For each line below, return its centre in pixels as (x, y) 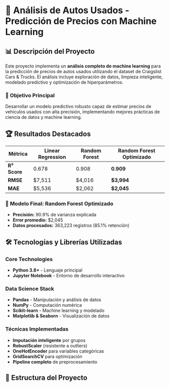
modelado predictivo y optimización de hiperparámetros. (65, 82)
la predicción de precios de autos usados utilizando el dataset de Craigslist (83, 71)
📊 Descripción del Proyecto (50, 51)
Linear (52, 151)
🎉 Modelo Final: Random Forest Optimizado (59, 204)
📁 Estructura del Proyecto (46, 378)
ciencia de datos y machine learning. (44, 117)
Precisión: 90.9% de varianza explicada (54, 215)
